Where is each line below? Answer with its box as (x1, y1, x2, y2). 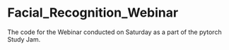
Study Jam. (7, 35, 41, 43)
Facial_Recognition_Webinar (7, 5, 179, 21)
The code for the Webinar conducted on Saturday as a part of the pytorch (7, 28, 222, 36)
